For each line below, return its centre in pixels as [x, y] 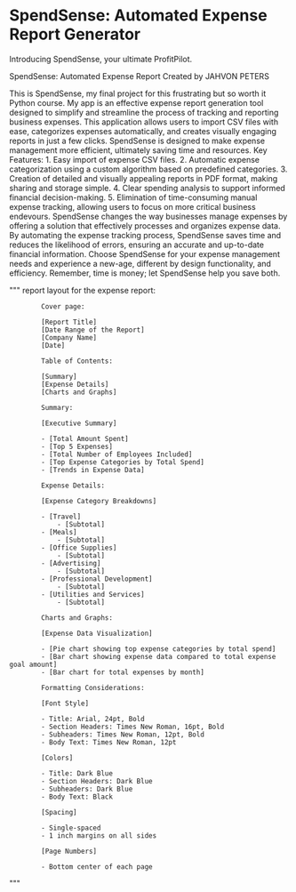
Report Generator [75, 34]
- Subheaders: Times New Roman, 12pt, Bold [123, 735]
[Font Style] [65, 703]
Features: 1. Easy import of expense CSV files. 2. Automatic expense [135, 159]
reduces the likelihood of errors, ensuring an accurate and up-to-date [137, 245]
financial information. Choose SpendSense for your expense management [144, 253]
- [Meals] [59, 532]
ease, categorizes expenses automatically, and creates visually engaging [143, 131]
